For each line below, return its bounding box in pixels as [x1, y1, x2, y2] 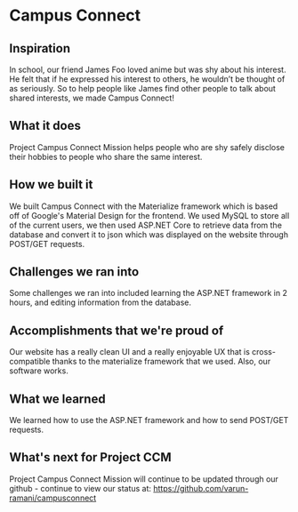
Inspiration [9, 41, 71, 56]
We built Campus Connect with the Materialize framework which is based [9, 201, 278, 212]
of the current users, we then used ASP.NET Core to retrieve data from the [9, 220, 283, 230]
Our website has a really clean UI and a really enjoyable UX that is [9, 347, 251, 357]
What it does [9, 118, 82, 133]
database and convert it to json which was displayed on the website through [9, 228, 289, 240]
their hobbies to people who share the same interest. [9, 151, 203, 162]
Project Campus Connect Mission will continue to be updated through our [9, 473, 278, 484]
